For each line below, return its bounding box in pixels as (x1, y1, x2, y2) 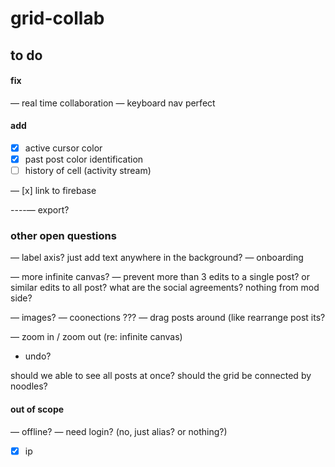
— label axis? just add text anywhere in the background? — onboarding (10, 252, 304, 264)
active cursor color (24, 142, 103, 154)
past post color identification (24, 153, 144, 166)
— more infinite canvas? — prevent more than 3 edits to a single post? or (10, 271, 310, 283)
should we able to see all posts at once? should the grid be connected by (10, 370, 312, 382)
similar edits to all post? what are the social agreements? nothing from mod (10, 282, 320, 294)
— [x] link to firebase (10, 185, 97, 197)
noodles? (10, 380, 48, 392)
